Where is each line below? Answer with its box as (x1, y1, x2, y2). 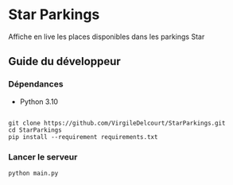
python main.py (8, 169, 59, 177)
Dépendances (8, 79, 64, 90)
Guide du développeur (8, 55, 121, 68)
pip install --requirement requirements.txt (8, 133, 158, 141)
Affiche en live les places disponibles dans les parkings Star (8, 32, 205, 41)
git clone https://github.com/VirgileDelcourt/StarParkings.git (8, 119, 226, 127)
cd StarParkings (8, 125, 62, 134)
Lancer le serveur (8, 151, 78, 162)
